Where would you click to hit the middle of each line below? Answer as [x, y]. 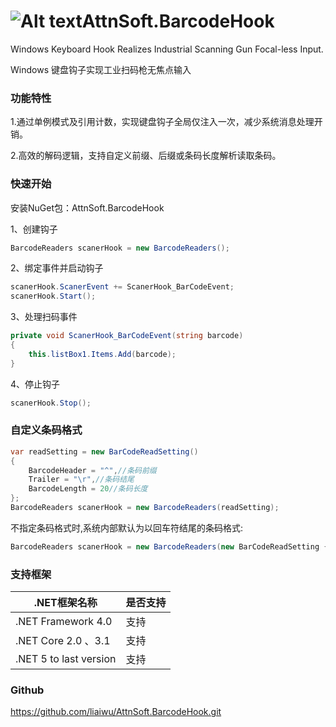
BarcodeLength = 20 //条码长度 [88, 489]
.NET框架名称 [65, 603]
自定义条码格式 [46, 430]
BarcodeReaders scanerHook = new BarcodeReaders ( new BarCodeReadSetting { [169, 546]
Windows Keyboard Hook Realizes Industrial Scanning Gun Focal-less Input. [167, 49]
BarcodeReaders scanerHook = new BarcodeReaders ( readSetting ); [145, 508]
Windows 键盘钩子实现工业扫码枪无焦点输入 [101, 69]
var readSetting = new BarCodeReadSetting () [104, 451]
